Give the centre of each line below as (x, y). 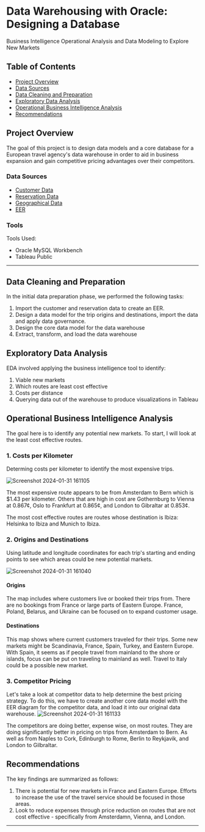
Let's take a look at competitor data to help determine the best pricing (94, 694)
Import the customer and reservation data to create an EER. (90, 308)
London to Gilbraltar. (32, 745)
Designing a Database (63, 24)
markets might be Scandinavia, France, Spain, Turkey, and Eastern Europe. (100, 646)
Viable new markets (40, 380)
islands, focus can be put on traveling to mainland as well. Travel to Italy (97, 659)
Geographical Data (39, 203)
